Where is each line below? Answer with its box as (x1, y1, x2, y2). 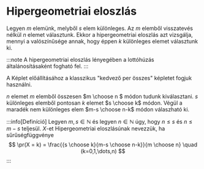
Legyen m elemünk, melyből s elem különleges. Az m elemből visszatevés (6, 24, 194, 32)
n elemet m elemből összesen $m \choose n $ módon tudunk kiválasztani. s (6, 92, 198, 100)
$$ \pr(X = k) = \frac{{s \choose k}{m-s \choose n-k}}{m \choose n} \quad (8, 141, 198, 148)
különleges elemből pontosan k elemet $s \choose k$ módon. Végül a (6, 99, 183, 107)
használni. (6, 81, 32, 88)
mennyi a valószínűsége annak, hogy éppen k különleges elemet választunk (6, 37, 198, 45)
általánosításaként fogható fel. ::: (6, 62, 89, 70)
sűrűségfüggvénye (6, 131, 54, 138)
